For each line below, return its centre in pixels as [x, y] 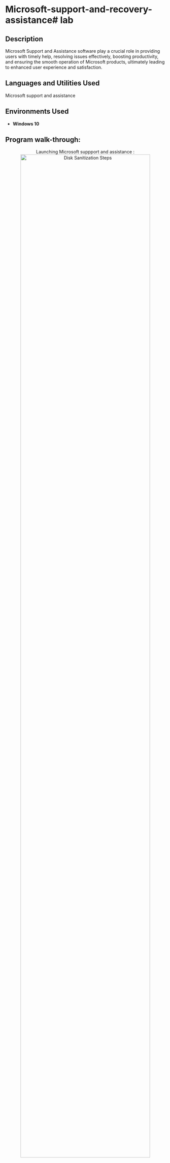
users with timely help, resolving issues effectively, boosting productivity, [82, 56]
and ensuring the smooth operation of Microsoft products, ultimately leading [85, 62]
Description [24, 39]
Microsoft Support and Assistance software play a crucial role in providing [83, 51]
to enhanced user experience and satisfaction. [54, 67]
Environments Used [37, 112]
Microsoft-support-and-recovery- [79, 9]
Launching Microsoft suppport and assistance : [85, 152]
